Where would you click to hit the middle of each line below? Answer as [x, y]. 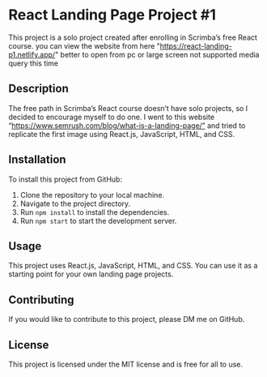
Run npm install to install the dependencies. [95, 212]
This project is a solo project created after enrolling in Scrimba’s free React [133, 37]
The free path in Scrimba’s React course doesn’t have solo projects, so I [128, 108]
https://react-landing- [196, 45]
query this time [34, 63]
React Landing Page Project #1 [112, 15]
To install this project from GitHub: [66, 179]
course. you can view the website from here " [84, 45]
